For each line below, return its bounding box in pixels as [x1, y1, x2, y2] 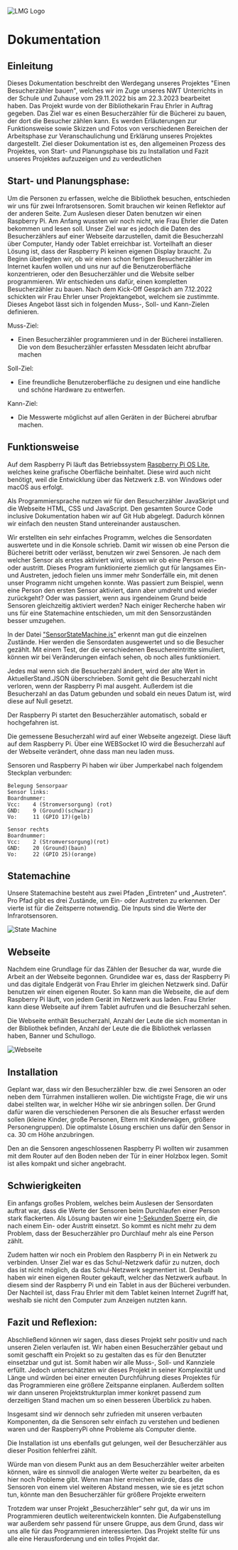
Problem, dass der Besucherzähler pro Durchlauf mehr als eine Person [7, 1229, 215, 1237]
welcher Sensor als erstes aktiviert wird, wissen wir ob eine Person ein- [7, 555, 217, 564]
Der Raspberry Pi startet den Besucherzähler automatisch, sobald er [7, 711, 207, 719]
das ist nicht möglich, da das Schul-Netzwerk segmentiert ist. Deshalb [7, 1265, 213, 1274]
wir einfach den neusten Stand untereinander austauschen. [7, 519, 181, 528]
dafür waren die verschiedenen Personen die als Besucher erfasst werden [7, 1108, 225, 1116]
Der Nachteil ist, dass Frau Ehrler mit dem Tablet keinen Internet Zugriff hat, [7, 1288, 229, 1297]
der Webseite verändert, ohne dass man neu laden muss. [7, 747, 175, 755]
